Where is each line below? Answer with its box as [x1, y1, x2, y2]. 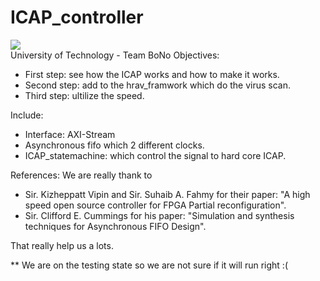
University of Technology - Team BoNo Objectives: [10, 49, 220, 61]
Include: [10, 109, 44, 121]
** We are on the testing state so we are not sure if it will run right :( [10, 259, 288, 271]
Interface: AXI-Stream [24, 128, 116, 140]
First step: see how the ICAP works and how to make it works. [24, 68, 280, 80]
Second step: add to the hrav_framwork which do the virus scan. [24, 79, 291, 91]
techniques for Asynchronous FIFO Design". [24, 220, 207, 232]
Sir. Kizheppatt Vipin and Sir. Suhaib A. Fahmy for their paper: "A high [24, 188, 311, 200]
